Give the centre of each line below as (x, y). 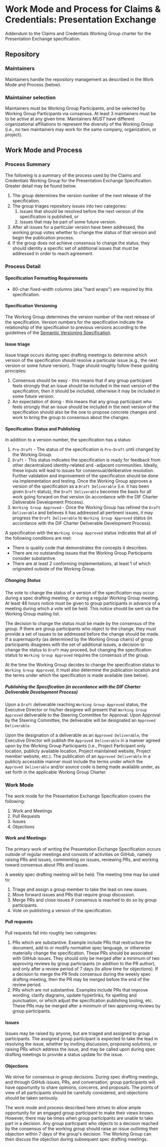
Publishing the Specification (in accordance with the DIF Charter (73, 687)
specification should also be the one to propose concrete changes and (84, 412)
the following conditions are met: (39, 538)
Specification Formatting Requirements (46, 278)
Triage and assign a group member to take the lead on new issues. (80, 889)
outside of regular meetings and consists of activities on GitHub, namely (79, 854)
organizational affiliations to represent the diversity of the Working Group (80, 124)
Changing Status (23, 580)
